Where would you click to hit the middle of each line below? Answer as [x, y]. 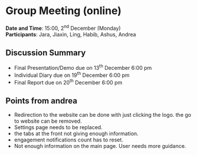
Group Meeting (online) [64, 11]
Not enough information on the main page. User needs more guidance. [100, 146]
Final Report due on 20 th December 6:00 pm [68, 82]
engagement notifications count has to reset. [68, 140]
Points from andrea [42, 101]
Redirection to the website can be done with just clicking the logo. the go [103, 115]
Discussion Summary [46, 53]
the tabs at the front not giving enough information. [76, 134]
